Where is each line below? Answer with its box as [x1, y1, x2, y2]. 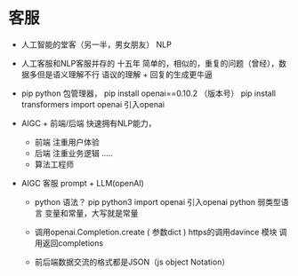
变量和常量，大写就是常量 [44, 208, 139, 218]
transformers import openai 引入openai [20, 99, 165, 109]
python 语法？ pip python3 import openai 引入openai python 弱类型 [34, 196, 281, 207]
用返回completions [34, 237, 104, 248]
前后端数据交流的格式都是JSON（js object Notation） [34, 256, 230, 267]
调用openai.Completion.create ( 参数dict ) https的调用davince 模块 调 [34, 226, 287, 237]
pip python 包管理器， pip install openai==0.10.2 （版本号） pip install [20, 88, 277, 99]
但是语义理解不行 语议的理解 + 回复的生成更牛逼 [36, 68, 213, 80]
